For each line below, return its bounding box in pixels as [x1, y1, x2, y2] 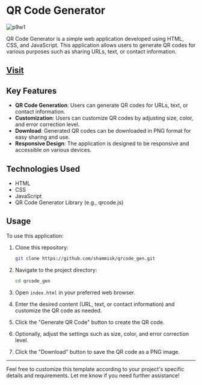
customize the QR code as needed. [14, 307, 102, 314]
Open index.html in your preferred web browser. [14, 289, 136, 296]
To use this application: [6, 232, 64, 239]
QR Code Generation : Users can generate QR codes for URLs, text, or [14, 102, 188, 109]
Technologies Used [6, 163, 80, 174]
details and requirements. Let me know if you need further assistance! [6, 372, 180, 379]
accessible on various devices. [14, 147, 92, 154]
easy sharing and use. [14, 133, 70, 141]
